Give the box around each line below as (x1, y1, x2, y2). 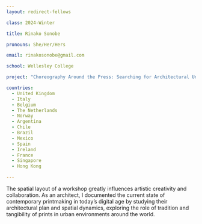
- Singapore (11, 158, 42, 164)
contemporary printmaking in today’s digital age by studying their (6, 198, 168, 205)
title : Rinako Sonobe (6, 31, 61, 37)
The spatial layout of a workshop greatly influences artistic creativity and (6, 185, 187, 192)
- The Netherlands (11, 107, 58, 113)
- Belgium (11, 102, 36, 108)
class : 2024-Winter (6, 19, 55, 26)
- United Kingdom (11, 90, 55, 96)
